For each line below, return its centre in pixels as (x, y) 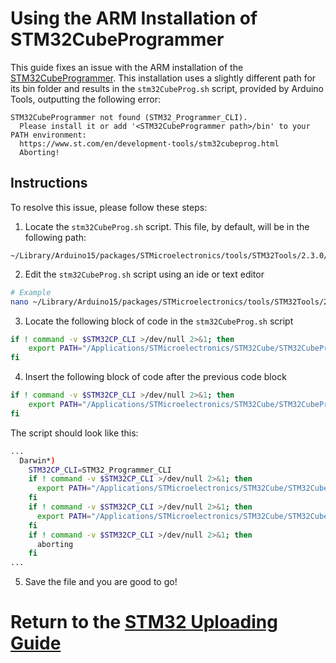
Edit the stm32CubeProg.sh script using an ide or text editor (144, 274)
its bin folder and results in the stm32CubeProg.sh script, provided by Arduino (167, 88)
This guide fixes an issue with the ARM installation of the (127, 67)
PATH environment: (48, 135)
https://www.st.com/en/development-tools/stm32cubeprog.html (149, 143)
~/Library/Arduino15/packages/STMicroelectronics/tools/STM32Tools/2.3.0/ (169, 255)
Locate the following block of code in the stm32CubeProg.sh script (159, 321)
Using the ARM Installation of (134, 18)
